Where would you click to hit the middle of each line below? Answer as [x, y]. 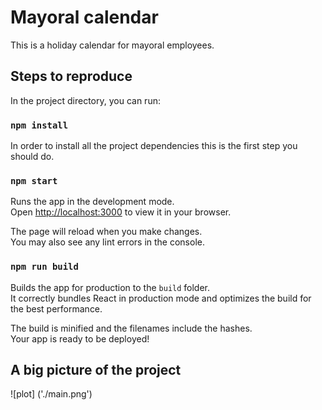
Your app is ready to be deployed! [80, 338]
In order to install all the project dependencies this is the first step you [154, 146]
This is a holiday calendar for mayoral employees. [112, 45]
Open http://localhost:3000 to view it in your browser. [121, 212]
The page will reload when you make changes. [106, 232]
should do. [32, 157]
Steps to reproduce [71, 76]
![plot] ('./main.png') [51, 394]
